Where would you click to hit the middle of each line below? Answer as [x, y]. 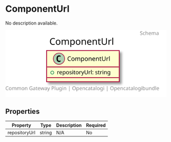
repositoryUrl [22, 132]
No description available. [31, 23]
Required [96, 125]
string [46, 132]
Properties [23, 111]
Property [22, 125]
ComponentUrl [37, 9]
